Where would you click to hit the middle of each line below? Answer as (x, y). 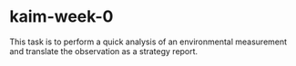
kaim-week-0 (61, 17)
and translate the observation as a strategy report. (104, 51)
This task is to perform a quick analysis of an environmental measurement (148, 42)
